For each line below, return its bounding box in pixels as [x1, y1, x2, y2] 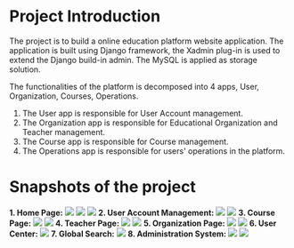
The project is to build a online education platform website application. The [9, 36, 284, 46]
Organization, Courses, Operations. [9, 91, 139, 101]
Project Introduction [9, 6, 161, 27]
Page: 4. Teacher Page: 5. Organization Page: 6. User [9, 218, 277, 228]
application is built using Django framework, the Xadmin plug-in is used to [9, 44, 281, 55]
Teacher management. [21, 126, 105, 137]
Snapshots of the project [9, 177, 196, 197]
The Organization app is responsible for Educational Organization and [21, 117, 278, 128]
